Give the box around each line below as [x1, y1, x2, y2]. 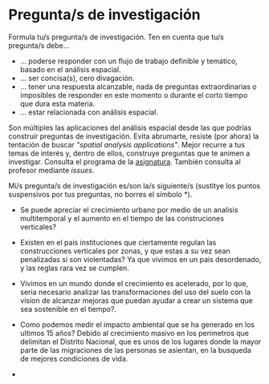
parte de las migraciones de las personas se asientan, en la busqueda [19, 345, 251, 354]
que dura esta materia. [19, 99, 96, 108]
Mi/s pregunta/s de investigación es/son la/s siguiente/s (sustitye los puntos [8, 180, 261, 190]
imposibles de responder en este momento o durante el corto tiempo [19, 90, 248, 99]
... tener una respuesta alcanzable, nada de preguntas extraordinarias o [19, 82, 257, 91]
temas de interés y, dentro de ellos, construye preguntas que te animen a [8, 148, 251, 158]
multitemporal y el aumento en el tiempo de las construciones [19, 213, 225, 223]
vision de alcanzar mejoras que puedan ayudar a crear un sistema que [19, 295, 253, 305]
